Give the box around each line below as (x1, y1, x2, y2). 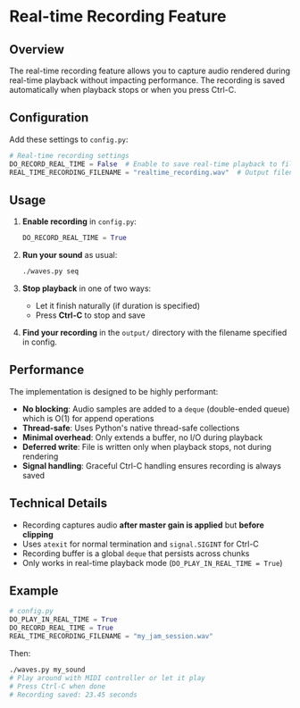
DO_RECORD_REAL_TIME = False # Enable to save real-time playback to (9, 159, 278, 169)
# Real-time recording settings (9, 151, 129, 160)
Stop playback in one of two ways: (21, 283, 152, 294)
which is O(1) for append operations (21, 412, 154, 423)
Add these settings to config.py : (9, 134, 129, 145)
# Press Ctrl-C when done (9, 681, 105, 691)
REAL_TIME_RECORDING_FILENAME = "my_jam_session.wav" (9, 632, 214, 641)
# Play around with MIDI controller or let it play (9, 673, 205, 682)
